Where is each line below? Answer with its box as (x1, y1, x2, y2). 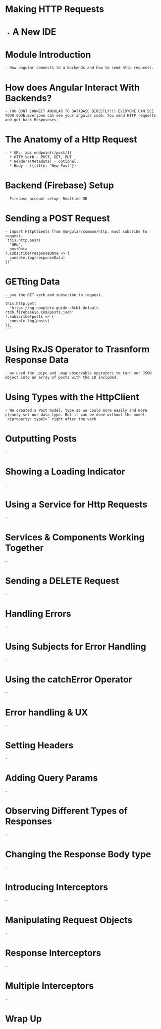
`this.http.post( (5, 238, 41, 243)
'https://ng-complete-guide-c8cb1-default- (9, 305, 101, 310)
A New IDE (12, 26, 56, 38)
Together (5, 542, 44, 553)
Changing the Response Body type (5, 849, 151, 860)
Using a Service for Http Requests (5, 499, 148, 510)
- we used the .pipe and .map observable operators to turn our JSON (5, 370, 152, 375)
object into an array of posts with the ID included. (5, 375, 119, 380)
